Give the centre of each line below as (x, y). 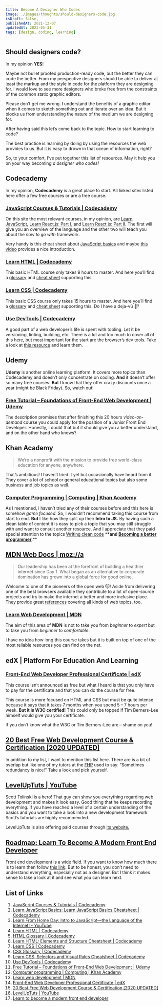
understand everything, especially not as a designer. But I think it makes (78, 873)
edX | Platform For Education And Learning (72, 660)
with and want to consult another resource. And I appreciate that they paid (80, 529)
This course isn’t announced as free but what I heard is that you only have (80, 685)
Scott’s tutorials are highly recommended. (48, 818)
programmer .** (21, 539)
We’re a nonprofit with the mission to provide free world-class (80, 459)
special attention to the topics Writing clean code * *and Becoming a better (81, 534)
